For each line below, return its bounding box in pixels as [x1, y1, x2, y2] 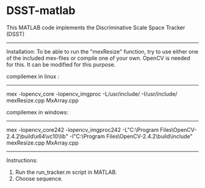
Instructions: [6, 156, 38, 164]
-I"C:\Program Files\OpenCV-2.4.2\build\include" [69, 132, 193, 140]
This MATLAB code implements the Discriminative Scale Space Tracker [6, 24, 185, 31]
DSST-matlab [6, 4, 76, 18]
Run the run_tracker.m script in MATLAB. [15, 168, 118, 176]
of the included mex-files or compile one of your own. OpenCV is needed [6, 54, 190, 62]
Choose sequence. [15, 175, 63, 182]
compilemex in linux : [6, 73, 60, 80]
